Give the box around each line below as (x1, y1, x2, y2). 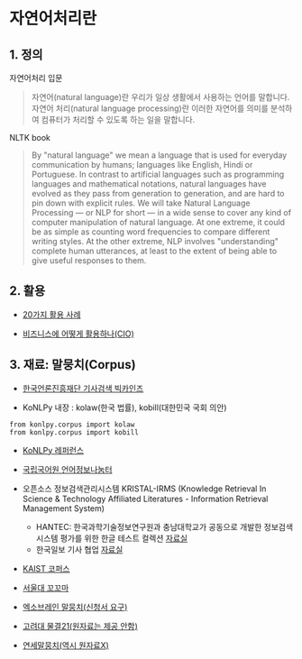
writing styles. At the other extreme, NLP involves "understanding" (31, 236, 279, 246)
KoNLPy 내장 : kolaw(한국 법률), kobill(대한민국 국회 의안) (22, 402, 227, 413)
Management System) (22, 502, 105, 514)
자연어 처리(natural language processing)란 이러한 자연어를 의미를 (31, 103, 269, 114)
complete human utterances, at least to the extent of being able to (31, 245, 278, 256)
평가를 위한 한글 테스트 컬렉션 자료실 (59, 533, 188, 544)
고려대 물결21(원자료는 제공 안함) (22, 620, 138, 631)
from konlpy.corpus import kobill (9, 427, 140, 437)
